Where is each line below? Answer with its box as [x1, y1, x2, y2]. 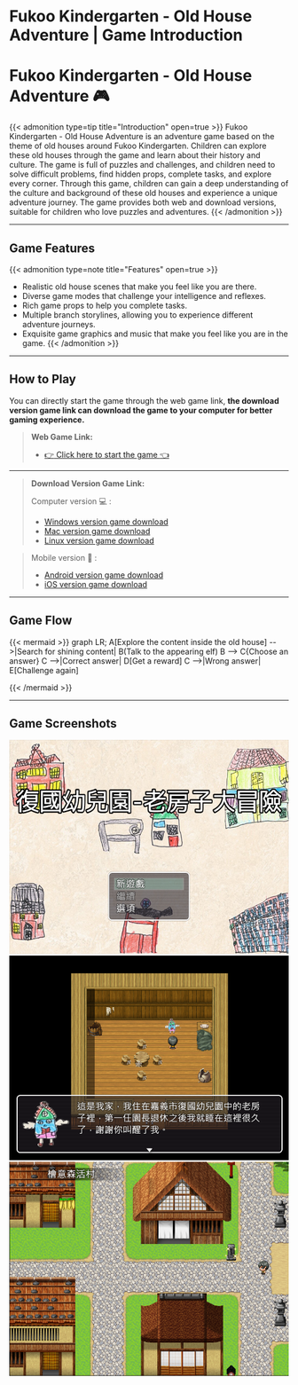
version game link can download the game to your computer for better [9, 405, 273, 415]
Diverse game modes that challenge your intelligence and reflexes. [21, 290, 266, 301]
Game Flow [9, 613, 73, 628]
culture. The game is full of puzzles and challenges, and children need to [9, 160, 276, 170]
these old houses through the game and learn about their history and [9, 150, 261, 161]
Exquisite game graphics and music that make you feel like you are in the [21, 328, 288, 339]
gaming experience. [9, 414, 85, 425]
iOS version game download [43, 578, 148, 589]
